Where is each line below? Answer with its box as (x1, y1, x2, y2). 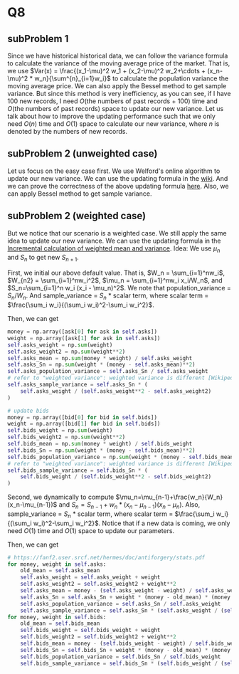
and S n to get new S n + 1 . (7, 253, 80, 263)
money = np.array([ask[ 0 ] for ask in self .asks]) (7, 328, 158, 335)
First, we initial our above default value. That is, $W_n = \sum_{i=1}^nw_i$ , (7, 268, 225, 278)
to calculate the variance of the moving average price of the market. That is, (7, 59, 230, 68)
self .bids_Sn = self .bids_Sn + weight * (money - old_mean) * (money (20, 646, 231, 653)
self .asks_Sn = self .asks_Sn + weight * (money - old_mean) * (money (20, 594, 231, 601)
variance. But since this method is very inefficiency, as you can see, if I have (7, 90, 231, 98)
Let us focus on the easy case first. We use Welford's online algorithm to (7, 167, 221, 175)
